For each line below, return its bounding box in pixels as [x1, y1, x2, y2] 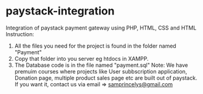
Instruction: [5, 30, 35, 37]
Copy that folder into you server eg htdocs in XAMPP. [14, 55, 149, 62]
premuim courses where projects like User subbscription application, [14, 67, 187, 75]
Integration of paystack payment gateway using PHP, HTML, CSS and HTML [5, 24, 197, 31]
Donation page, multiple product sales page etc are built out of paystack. [14, 74, 198, 81]
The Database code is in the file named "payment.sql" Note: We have [14, 61, 188, 69]
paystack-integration [5, 4, 115, 18]
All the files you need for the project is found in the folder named [14, 42, 177, 49]
